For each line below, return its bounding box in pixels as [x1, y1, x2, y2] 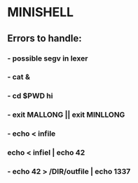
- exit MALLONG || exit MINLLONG [7, 110, 125, 120]
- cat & [7, 72, 30, 82]
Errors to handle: [7, 32, 82, 44]
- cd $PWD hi [7, 91, 53, 101]
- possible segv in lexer [7, 53, 88, 63]
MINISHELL [7, 4, 74, 20]
